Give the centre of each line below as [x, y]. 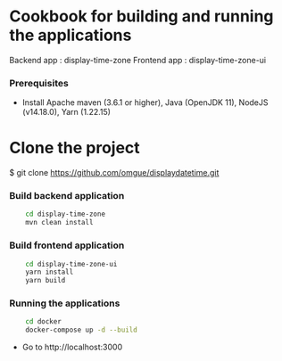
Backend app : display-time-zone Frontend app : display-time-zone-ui [137, 60]
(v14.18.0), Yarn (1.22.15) [66, 112]
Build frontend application [67, 245]
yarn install [50, 272]
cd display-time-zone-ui [71, 264]
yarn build [46, 281]
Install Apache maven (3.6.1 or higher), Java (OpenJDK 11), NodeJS [145, 103]
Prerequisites [39, 83]
